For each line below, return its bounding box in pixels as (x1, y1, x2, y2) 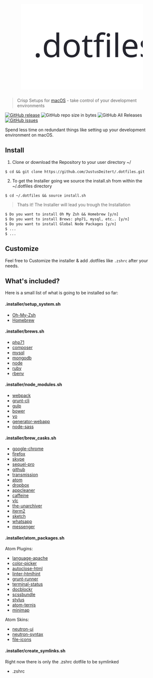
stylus (12, 597, 25, 603)
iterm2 (12, 508, 26, 514)
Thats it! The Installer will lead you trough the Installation (17, 202, 131, 207)
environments (17, 102, 45, 109)
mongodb (12, 355, 32, 361)
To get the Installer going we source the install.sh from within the (12, 178, 143, 183)
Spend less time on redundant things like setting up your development (5, 127, 146, 133)
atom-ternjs (12, 602, 36, 608)
